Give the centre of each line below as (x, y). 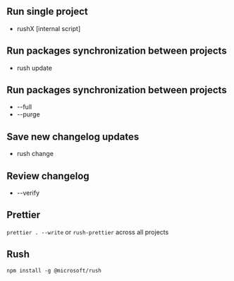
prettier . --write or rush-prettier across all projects (88, 232)
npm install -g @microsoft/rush (54, 270)
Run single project (48, 12)
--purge (28, 114)
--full (24, 107)
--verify (28, 193)
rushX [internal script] (49, 28)
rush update (34, 68)
